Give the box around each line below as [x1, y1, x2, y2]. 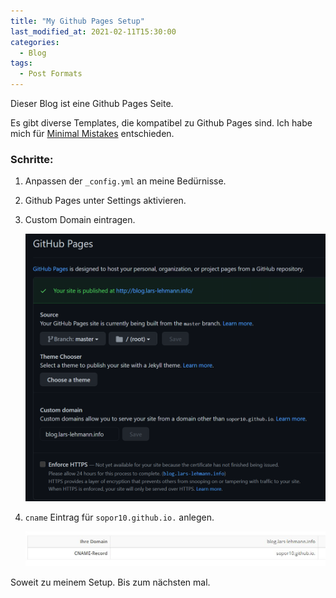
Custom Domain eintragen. [24, 214, 136, 226]
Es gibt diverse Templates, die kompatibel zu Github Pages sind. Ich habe [10, 117, 313, 129]
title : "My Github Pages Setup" [10, 16, 145, 26]
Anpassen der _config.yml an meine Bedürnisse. [24, 175, 227, 187]
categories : [10, 37, 60, 47]
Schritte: [10, 152, 54, 166]
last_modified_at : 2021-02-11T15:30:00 [10, 26, 177, 37]
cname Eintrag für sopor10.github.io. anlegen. [24, 511, 215, 523]
